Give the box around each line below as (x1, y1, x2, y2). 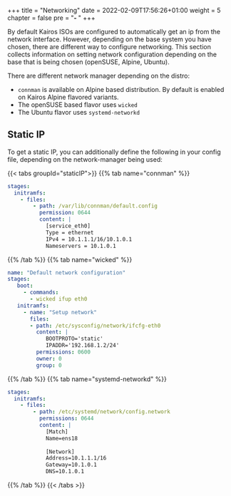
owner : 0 (36, 355, 62, 362)
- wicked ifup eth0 (29, 296, 88, 303)
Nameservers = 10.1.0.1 (45, 242, 116, 249)
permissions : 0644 (38, 415, 94, 423)
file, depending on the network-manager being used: (7, 155, 163, 163)
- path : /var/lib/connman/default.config (33, 202, 158, 210)
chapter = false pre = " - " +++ (7, 14, 96, 22)
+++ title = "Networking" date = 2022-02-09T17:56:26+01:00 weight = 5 (7, 6, 221, 14)
